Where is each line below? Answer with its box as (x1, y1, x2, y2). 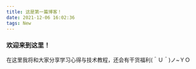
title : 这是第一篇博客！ (6, 8, 62, 15)
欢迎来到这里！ (6, 41, 51, 50)
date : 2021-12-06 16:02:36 (6, 15, 75, 21)
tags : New (6, 20, 32, 26)
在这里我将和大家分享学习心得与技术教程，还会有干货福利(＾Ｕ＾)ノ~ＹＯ (6, 56, 191, 64)
